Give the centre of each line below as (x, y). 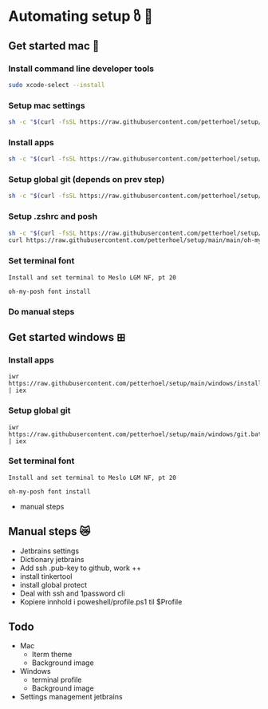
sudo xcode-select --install (57, 85)
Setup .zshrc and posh (53, 216)
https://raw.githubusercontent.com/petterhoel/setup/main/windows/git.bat (135, 434)
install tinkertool (46, 576)
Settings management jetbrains (71, 697)
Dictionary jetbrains (52, 559)
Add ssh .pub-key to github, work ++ (81, 568)
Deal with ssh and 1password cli (72, 593)
